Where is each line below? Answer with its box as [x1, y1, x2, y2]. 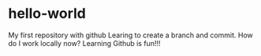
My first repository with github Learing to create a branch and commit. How [8, 30, 254, 40]
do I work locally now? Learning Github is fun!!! [8, 38, 161, 47]
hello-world [8, 5, 87, 23]
